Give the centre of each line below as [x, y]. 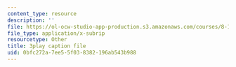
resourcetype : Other [38, 40]
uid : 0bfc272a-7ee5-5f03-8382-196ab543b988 [72, 53]
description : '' [31, 20]
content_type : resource [42, 14]
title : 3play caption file [47, 46]
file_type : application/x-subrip [56, 33]
